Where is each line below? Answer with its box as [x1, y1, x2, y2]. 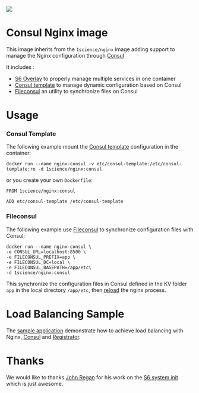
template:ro [6, 166, 36, 172]
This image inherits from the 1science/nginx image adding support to [6, 45, 175, 53]
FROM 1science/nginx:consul [6, 188, 76, 194]
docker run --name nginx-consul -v [6, 161, 94, 167]
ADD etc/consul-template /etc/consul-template [6, 199, 124, 205]
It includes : [6, 63, 34, 71]
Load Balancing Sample [6, 307, 125, 320]
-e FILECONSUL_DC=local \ [6, 259, 70, 265]
